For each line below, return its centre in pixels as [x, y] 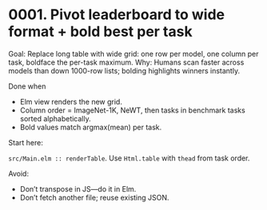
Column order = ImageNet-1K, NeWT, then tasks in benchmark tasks [132, 110]
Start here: [26, 142]
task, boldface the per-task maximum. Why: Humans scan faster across [126, 62]
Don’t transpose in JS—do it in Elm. [78, 188]
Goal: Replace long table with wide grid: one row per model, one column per [133, 53]
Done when [27, 86]
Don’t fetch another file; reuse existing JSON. [94, 197]
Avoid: [19, 173]
